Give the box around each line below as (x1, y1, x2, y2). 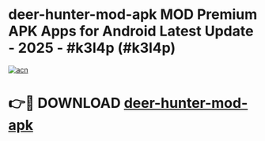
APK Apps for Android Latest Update (8, 22, 254, 40)
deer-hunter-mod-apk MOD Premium (8, 6, 258, 24)
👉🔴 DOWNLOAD (8, 95, 121, 112)
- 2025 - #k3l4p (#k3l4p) (8, 39, 176, 57)
